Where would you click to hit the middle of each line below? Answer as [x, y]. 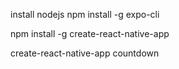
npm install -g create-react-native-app [90, 33]
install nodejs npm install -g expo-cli [85, 14]
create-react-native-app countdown [85, 53]
